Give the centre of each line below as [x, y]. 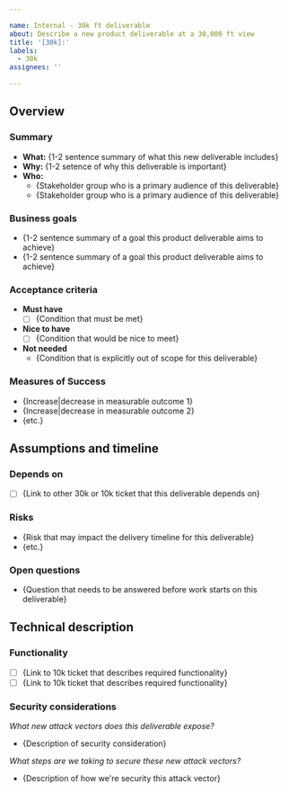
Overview [37, 112]
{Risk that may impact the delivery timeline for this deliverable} [138, 537]
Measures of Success [57, 381]
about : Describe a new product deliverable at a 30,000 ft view [132, 34]
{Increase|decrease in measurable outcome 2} [108, 411]
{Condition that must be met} [89, 319]
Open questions [45, 570]
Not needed [44, 349]
